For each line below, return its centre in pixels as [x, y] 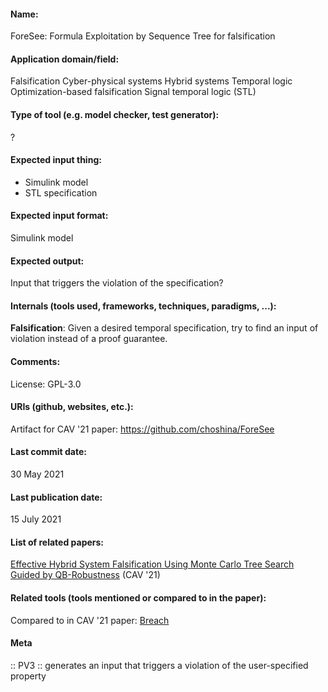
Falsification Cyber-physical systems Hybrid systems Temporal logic [151, 81]
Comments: [35, 362]
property [28, 676]
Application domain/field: [65, 59]
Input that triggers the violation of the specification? [117, 283]
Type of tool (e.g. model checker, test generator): [115, 114]
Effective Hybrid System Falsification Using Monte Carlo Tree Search [152, 564]
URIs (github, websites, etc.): [72, 407]
